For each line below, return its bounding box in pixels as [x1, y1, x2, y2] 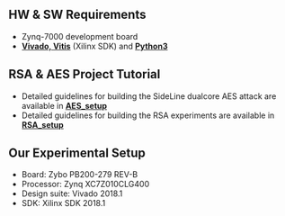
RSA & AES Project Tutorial [8, 67, 161, 82]
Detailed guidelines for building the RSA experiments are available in [21, 110, 275, 121]
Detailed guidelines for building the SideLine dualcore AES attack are [21, 90, 277, 102]
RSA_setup [21, 119, 64, 130]
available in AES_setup [21, 100, 108, 111]
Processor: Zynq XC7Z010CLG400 [21, 179, 150, 190]
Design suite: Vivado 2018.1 [21, 188, 123, 199]
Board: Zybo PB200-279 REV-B [21, 169, 138, 180]
